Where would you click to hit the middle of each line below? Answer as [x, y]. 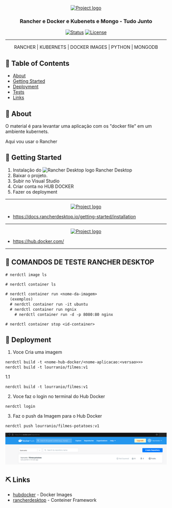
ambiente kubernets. [27, 131]
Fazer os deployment [35, 192]
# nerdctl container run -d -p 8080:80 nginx [64, 314]
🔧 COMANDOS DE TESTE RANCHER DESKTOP [80, 262]
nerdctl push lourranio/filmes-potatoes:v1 [52, 426]
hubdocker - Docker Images [42, 495]
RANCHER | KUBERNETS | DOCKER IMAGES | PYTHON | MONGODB [86, 47]
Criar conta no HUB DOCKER [43, 186]
